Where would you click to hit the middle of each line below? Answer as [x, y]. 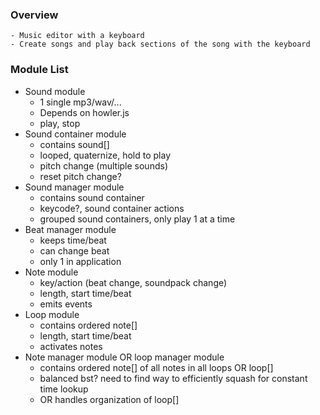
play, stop [60, 123]
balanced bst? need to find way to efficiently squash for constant [173, 378]
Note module [51, 272]
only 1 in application [80, 261]
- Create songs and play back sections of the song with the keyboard [160, 44]
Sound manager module [74, 187]
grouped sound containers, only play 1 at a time [137, 219]
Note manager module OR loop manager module [124, 357]
